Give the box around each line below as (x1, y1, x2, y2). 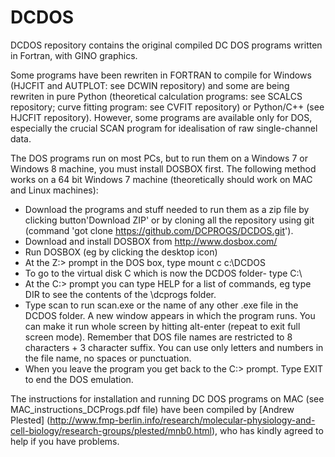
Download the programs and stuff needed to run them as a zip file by (24, 203, 310, 215)
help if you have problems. (10, 435, 120, 447)
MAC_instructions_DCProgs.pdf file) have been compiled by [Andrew (10, 403, 295, 415)
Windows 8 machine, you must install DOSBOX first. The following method (10, 162, 317, 175)
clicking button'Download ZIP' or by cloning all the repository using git (24, 214, 315, 226)
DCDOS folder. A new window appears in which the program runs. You (24, 309, 316, 321)
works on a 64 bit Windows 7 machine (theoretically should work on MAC (10, 173, 313, 185)
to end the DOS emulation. (24, 373, 134, 385)
